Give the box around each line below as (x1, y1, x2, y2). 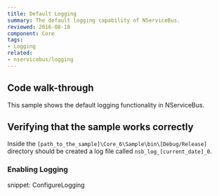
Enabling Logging (7, 164, 69, 174)
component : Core (7, 30, 55, 37)
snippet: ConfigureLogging (7, 181, 86, 189)
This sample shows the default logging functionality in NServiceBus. (7, 100, 205, 109)
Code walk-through (7, 82, 94, 94)
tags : (7, 37, 23, 44)
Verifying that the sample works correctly (7, 121, 194, 133)
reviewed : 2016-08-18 (7, 23, 71, 30)
